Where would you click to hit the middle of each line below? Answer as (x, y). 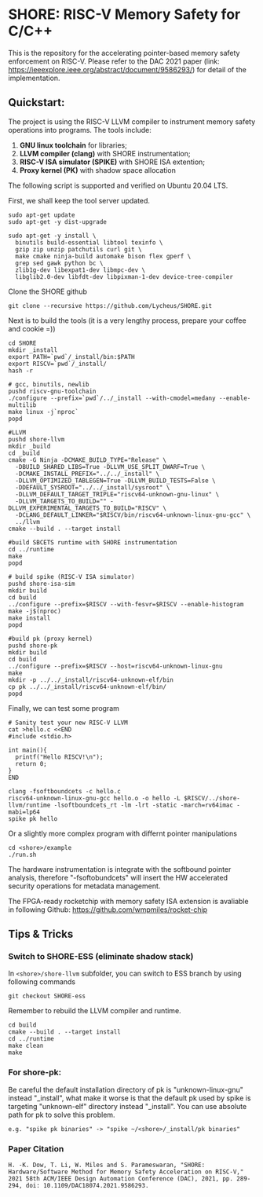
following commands (42, 982)
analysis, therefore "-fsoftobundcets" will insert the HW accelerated (118, 877)
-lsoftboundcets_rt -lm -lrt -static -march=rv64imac (144, 805)
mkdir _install (33, 350)
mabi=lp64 (24, 812)
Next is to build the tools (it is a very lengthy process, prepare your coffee (127, 320)
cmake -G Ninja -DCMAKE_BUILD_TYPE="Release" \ (88, 460)
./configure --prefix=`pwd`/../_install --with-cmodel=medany (112, 398)
